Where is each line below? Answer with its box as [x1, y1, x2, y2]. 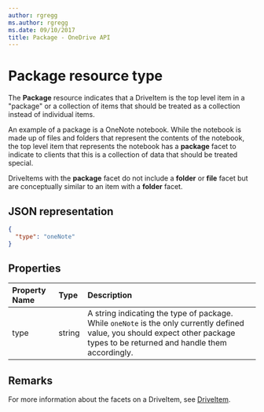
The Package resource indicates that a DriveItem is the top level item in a [8, 93, 245, 103]
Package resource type [8, 67, 163, 85]
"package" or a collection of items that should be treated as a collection [8, 101, 241, 111]
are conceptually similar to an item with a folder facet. [8, 182, 183, 191]
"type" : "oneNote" [15, 232, 76, 240]
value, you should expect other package [87, 327, 236, 338]
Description [87, 290, 132, 301]
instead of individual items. [8, 110, 96, 119]
